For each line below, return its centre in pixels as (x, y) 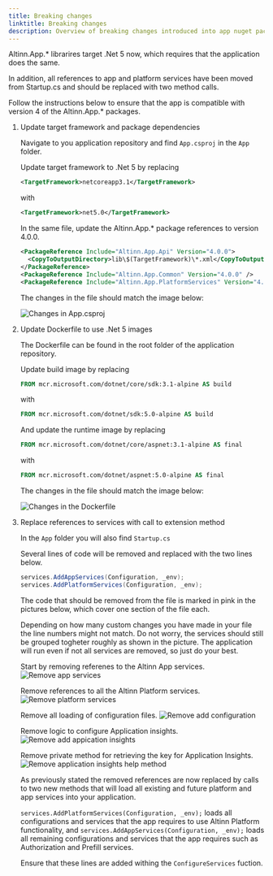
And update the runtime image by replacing (93, 430)
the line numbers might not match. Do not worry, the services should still (142, 633)
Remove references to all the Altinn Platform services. (110, 691)
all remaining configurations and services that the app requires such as (139, 839)
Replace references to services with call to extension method (122, 522)
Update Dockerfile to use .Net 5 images (86, 329)
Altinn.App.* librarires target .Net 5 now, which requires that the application (134, 54)
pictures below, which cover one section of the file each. (115, 609)
